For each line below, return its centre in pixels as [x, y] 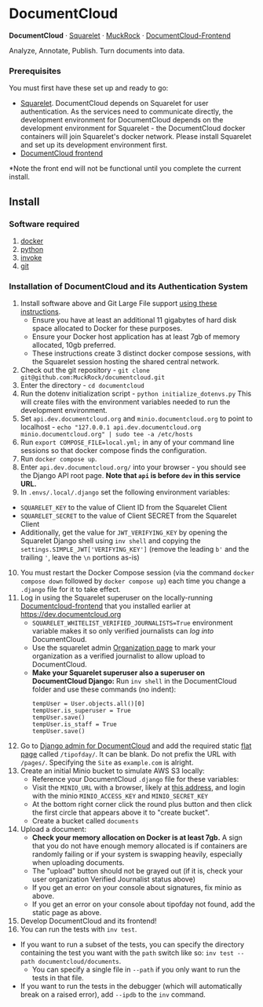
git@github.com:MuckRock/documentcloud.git [93, 378]
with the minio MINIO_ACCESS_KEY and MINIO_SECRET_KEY [120, 796]
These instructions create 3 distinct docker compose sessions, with [141, 353]
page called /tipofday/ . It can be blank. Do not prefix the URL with [128, 754]
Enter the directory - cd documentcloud [82, 385]
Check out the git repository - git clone [85, 370]
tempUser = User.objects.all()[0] [88, 704]
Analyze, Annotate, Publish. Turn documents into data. [97, 50]
